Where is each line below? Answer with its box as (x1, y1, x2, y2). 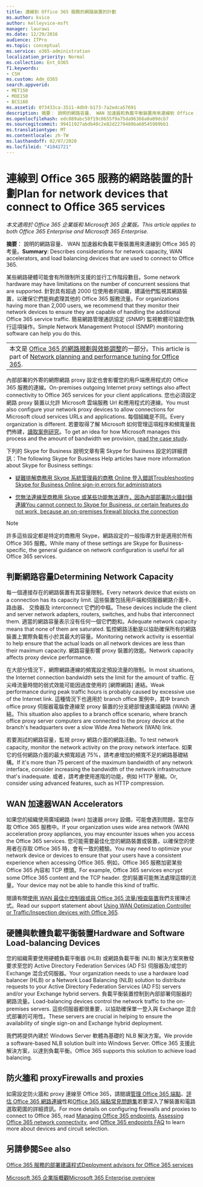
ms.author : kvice (6, 15, 50, 21)
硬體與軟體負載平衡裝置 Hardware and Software (6, 928, 185, 938)
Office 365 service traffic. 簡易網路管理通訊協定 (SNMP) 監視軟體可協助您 (6, 315, 190, 322)
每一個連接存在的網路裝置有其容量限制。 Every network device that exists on (6, 589, 196, 596)
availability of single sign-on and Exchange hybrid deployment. (6, 1020, 163, 1027)
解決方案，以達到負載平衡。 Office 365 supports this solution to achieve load (6, 1047, 196, 1054)
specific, (6, 546, 28, 553)
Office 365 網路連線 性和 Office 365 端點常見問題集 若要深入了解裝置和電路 (13, 1098, 196, 1105)
